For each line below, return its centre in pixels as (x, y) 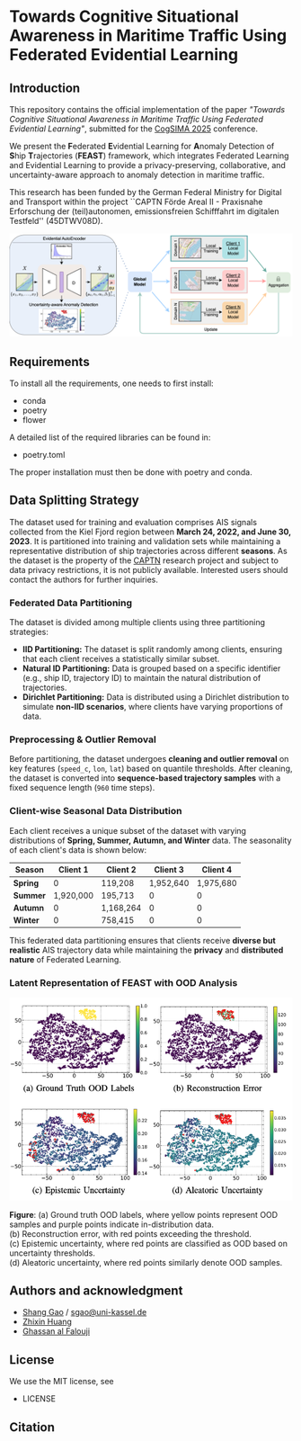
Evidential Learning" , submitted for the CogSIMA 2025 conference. (134, 129)
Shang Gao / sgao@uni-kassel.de (84, 1312)
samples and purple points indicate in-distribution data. (111, 1224)
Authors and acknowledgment (96, 1290)
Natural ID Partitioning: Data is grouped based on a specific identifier (151, 668)
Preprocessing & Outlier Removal (83, 739)
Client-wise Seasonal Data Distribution (96, 811)
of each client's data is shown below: (78, 850)
